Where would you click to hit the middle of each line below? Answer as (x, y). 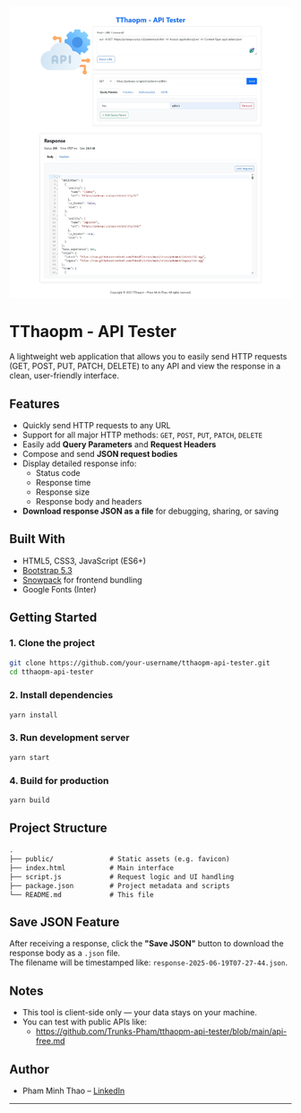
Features (34, 404)
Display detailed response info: (79, 463)
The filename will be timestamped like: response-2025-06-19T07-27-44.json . (149, 962)
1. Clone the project (52, 643)
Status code (58, 473)
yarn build (30, 800)
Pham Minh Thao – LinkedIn (73, 1091)
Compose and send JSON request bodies (100, 454)
